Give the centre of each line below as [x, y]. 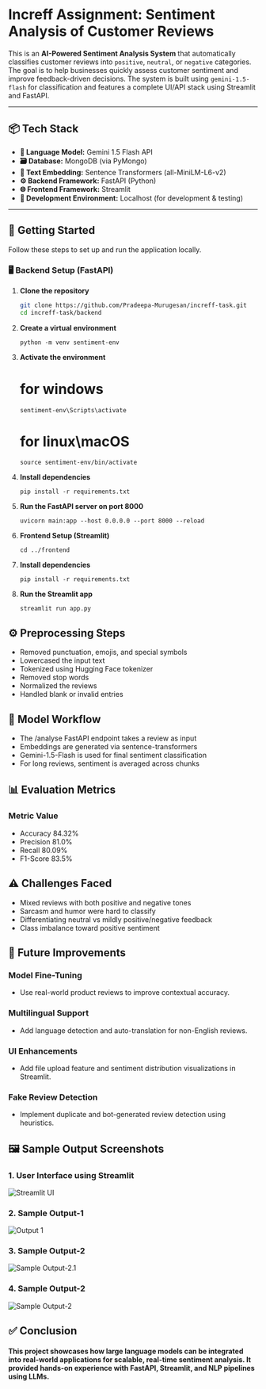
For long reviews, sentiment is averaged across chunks [110, 763]
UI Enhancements [43, 1050]
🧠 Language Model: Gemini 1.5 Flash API [86, 151]
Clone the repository [54, 290]
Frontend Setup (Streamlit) [65, 536]
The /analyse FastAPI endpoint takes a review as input [108, 738]
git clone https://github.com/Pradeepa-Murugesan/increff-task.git [133, 305]
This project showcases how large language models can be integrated [126, 1351]
